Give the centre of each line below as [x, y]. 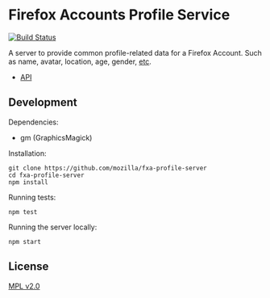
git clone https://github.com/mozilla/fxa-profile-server [108, 168]
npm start [25, 241]
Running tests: [32, 197]
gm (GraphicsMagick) [56, 137]
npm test [23, 212]
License [29, 267]
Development [43, 103]
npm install [28, 182]
